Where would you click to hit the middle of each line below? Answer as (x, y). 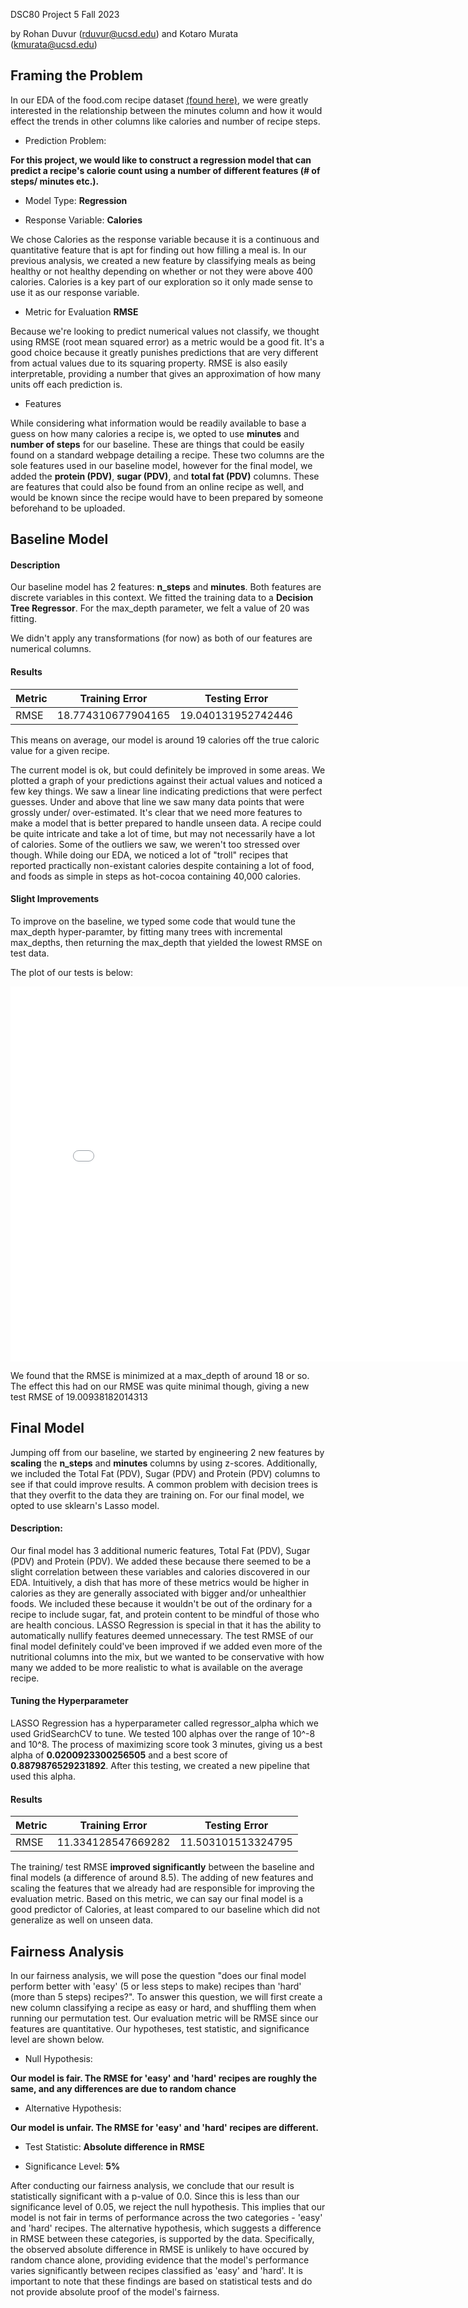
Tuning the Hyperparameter (69, 1701)
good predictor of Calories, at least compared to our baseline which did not (165, 1910)
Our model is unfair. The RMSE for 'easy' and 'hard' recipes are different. (164, 2128)
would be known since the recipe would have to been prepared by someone (167, 497)
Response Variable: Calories (83, 220)
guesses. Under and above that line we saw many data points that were (157, 801)
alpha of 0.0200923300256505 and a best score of (119, 1755)
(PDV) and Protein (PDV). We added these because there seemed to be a (161, 1561)
